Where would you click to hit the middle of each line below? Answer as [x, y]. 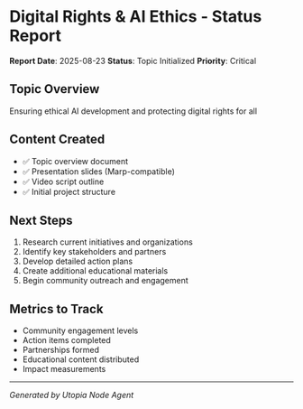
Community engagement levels [80, 330]
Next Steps [41, 220]
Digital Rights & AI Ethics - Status [136, 17]
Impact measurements [64, 369]
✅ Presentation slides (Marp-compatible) [99, 171]
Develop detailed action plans [78, 261]
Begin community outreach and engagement [106, 281]
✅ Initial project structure [69, 191]
